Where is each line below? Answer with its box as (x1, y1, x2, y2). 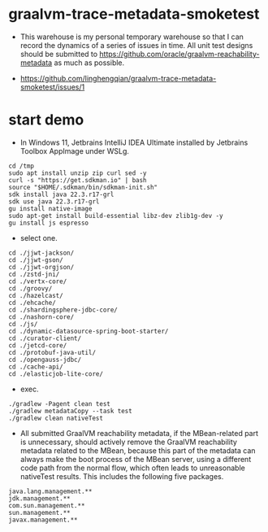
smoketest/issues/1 (19, 82, 85, 92)
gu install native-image (8, 204, 93, 212)
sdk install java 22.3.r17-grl (8, 190, 115, 198)
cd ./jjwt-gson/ (8, 255, 63, 264)
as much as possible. (54, 58, 125, 68)
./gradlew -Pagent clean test (8, 399, 111, 408)
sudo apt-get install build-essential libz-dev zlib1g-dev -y (8, 211, 223, 220)
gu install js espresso (8, 219, 89, 227)
